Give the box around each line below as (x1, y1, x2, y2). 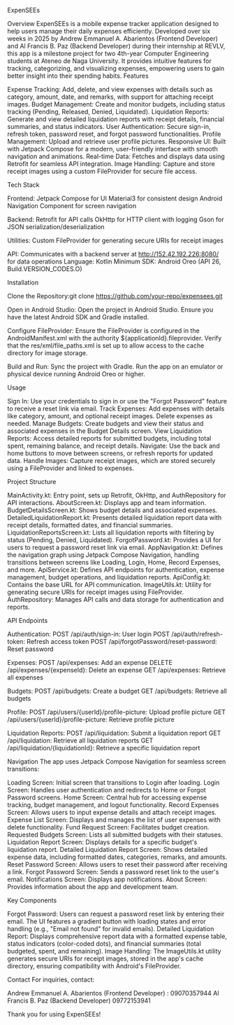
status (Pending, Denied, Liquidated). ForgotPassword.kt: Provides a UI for (7, 536, 221, 544)
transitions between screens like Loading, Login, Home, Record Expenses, (7, 558, 221, 566)
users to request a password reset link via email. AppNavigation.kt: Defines (7, 543, 224, 551)
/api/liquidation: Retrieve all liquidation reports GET (7, 736, 154, 745)
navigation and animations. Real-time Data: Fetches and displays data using (7, 152, 225, 160)
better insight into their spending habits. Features (7, 71, 149, 80)
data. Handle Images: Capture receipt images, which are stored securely (7, 457, 216, 465)
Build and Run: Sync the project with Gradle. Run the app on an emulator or (7, 362, 224, 371)
